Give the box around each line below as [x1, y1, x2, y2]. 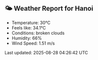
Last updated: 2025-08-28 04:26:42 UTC [4, 49, 88, 55]
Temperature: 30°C [11, 19, 51, 26]
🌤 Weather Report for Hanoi [4, 4, 94, 13]
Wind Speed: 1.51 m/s [11, 40, 55, 46]
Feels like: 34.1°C [11, 25, 46, 30]
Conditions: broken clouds [11, 30, 65, 36]
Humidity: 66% [11, 35, 42, 41]
